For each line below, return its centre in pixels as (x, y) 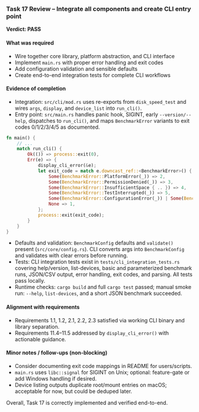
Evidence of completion (36, 88)
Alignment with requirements (43, 307)
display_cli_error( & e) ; (67, 166)
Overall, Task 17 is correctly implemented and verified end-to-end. (87, 403)
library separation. (37, 327)
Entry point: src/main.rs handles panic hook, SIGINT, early (86, 114)
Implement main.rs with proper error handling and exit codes (89, 62)
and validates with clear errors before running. (71, 256)
